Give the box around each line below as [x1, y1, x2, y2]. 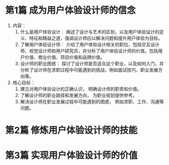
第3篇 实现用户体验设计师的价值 [5, 150, 138, 161]
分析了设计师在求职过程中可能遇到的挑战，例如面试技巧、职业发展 [20, 67, 158, 73]
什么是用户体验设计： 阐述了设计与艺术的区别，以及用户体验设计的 [20, 28, 160, 35]
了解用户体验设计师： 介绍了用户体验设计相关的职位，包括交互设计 [20, 41, 160, 47]
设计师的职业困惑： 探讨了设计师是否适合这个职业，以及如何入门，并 [20, 60, 164, 67]
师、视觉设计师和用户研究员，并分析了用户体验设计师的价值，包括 [20, 48, 158, 54]
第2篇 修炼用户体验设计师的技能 [5, 125, 138, 136]
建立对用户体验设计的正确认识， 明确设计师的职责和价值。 [20, 86, 142, 92]
